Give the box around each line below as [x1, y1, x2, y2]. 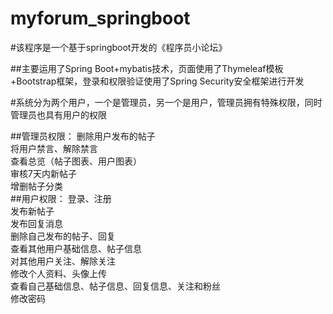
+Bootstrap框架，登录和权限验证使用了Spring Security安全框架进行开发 [10, 75, 305, 87]
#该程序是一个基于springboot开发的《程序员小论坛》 [10, 41, 228, 53]
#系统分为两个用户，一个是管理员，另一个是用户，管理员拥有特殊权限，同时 [10, 96, 323, 108]
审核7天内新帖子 [10, 167, 77, 179]
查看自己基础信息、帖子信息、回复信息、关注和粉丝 [10, 280, 221, 292]
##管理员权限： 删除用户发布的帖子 [10, 130, 156, 142]
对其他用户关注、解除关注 [10, 255, 116, 267]
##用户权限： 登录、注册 [10, 192, 112, 204]
